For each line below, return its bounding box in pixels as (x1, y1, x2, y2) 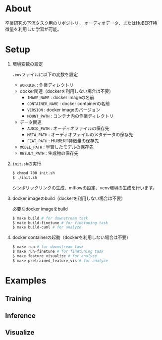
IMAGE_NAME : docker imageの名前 (27, 94, 94, 100)
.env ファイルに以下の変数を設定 (12, 71, 78, 77)
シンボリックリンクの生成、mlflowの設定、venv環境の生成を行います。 (12, 184, 157, 191)
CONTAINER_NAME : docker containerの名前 (27, 100, 110, 107)
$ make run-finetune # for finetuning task (12, 249, 104, 254)
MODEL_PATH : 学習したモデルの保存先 (19, 144, 94, 150)
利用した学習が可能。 (18, 26, 62, 32)
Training (5, 294, 32, 303)
